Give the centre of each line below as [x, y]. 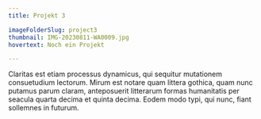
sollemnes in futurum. [44, 108]
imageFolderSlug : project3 [53, 30]
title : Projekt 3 [37, 15]
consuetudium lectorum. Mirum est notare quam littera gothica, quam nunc [131, 83]
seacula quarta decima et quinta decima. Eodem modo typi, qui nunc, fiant [130, 99]
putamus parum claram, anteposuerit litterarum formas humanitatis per [124, 91]
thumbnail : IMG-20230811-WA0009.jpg [69, 37]
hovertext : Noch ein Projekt [56, 44]
